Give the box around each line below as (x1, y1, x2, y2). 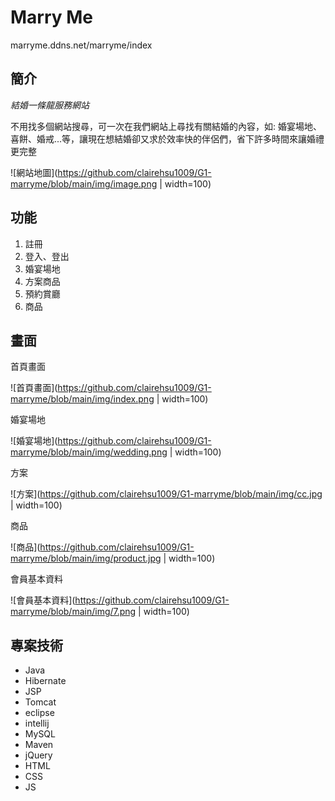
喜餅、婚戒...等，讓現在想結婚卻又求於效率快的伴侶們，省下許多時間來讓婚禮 (10, 132, 325, 145)
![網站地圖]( (10, 166, 58, 178)
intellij (24, 717, 50, 730)
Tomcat (24, 696, 57, 708)
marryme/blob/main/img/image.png (10, 177, 158, 190)
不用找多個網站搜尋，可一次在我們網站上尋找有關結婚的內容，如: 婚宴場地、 (10, 120, 322, 132)
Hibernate (24, 675, 67, 687)
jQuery (24, 749, 53, 761)
